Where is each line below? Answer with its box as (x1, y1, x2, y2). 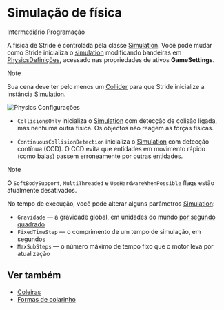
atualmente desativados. (7, 186, 77, 194)
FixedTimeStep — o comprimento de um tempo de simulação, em (17, 227, 201, 235)
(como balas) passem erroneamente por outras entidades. (17, 152, 183, 160)
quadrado (17, 220, 45, 229)
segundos (17, 235, 46, 243)
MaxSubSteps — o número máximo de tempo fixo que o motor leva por (17, 242, 214, 250)
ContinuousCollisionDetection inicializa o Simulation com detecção (17, 137, 210, 146)
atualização (17, 249, 50, 258)
